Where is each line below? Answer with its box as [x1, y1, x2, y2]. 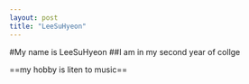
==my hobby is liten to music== [9, 64, 128, 75]
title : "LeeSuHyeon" [9, 22, 88, 31]
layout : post [9, 13, 59, 23]
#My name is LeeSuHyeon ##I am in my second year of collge [9, 46, 241, 57]
